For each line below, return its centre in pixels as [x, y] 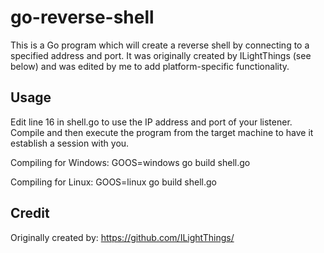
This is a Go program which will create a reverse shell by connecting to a [160, 45]
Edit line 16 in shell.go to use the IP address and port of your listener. [151, 122]
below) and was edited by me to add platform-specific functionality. [150, 66]
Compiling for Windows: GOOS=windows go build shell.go [130, 162]
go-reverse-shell [82, 17]
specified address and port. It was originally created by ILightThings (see [161, 55]
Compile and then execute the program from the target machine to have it [162, 132]
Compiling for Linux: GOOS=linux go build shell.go [113, 182]
